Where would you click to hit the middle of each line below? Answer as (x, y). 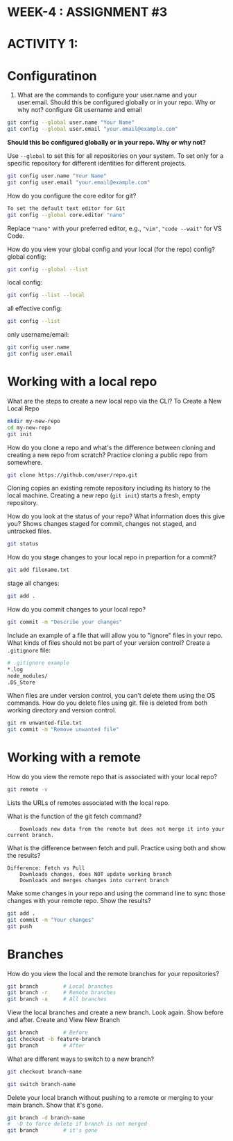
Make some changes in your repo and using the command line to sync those (116, 893)
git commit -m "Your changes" (51, 920)
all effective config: (35, 309)
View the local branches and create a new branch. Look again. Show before (115, 1012)
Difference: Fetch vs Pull (46, 868)
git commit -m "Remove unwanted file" (63, 730)
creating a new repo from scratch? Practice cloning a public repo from (107, 455)
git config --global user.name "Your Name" (71, 122)
